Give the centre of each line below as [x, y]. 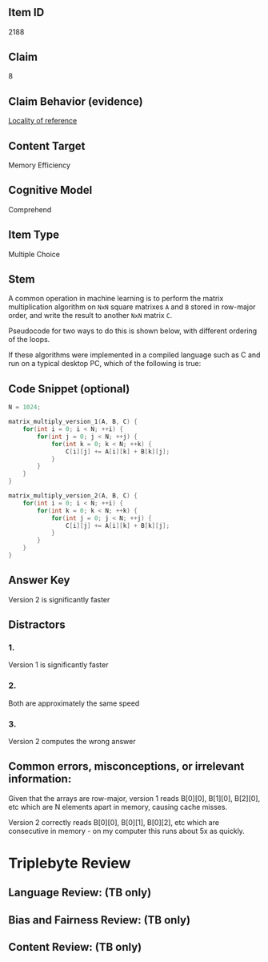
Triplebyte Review [70, 863]
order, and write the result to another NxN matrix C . [90, 316]
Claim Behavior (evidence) [76, 101]
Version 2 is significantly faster [59, 599]
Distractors [37, 625]
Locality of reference [43, 121]
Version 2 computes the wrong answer [72, 742]
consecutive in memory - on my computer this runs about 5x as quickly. [127, 831]
